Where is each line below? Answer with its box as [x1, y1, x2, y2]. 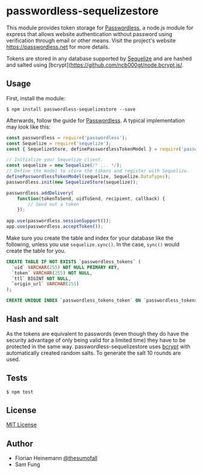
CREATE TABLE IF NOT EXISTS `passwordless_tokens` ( [6, 258, 141, 265]
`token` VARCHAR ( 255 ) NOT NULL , [11, 270, 93, 276]
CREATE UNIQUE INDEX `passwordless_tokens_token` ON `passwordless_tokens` [6, 297, 200, 304]
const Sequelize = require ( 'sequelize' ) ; [6, 140, 112, 147]
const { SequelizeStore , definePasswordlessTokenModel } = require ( [6, 146, 182, 152]
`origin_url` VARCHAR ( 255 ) [11, 281, 79, 287]
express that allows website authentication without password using [6, 30, 173, 37]
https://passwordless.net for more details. [6, 43, 110, 50]
